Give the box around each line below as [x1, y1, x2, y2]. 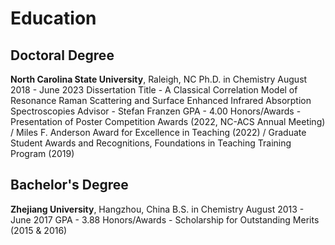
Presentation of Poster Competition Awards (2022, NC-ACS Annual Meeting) [10, 116, 326, 127]
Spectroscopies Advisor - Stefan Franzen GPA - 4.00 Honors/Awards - [10, 105, 302, 117]
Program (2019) [10, 148, 75, 159]
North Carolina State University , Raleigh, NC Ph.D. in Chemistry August [10, 73, 308, 85]
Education [10, 7, 97, 30]
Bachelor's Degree [10, 177, 129, 194]
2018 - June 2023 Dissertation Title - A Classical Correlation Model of [10, 84, 298, 96]
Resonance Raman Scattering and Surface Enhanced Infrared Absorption [10, 95, 312, 106]
